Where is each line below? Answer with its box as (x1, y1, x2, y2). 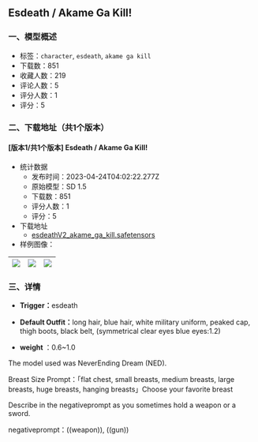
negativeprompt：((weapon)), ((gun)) (8, 425, 129, 435)
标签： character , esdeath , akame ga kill (19, 51, 151, 60)
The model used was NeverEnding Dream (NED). (8, 358, 167, 368)
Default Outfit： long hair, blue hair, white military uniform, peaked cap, (19, 317, 251, 327)
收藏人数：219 (19, 70, 66, 80)
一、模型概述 (8, 32, 58, 43)
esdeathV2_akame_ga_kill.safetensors (31, 230, 155, 239)
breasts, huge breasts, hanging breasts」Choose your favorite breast (8, 384, 234, 394)
